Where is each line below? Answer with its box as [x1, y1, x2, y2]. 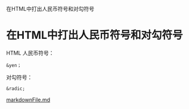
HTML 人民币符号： [6, 49, 54, 56]
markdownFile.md [6, 96, 51, 103]
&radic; [6, 86, 26, 92]
